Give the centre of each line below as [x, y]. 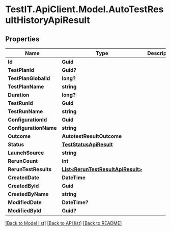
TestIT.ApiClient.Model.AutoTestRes [84, 9]
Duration [19, 95]
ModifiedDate [25, 202]
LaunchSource [26, 153]
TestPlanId [21, 70]
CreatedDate [24, 178]
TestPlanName [26, 86]
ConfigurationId [27, 120]
